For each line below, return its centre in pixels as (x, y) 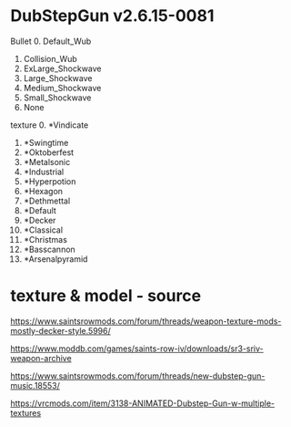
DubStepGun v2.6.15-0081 (112, 16)
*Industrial (44, 172)
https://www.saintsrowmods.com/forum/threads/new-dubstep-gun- (138, 376)
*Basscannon (49, 249)
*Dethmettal (47, 201)
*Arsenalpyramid (55, 259)
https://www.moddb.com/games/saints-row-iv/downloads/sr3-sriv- (137, 349)
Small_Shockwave (57, 98)
